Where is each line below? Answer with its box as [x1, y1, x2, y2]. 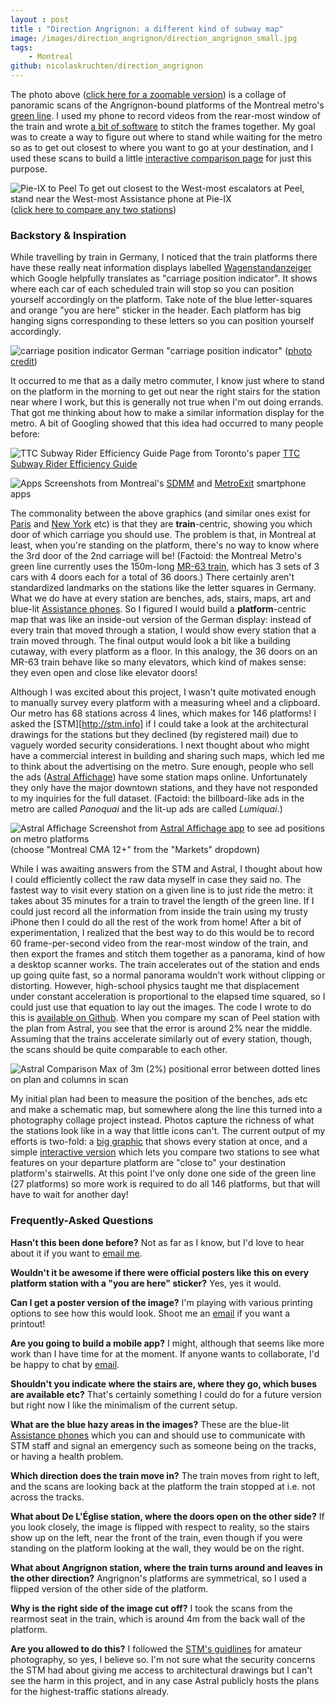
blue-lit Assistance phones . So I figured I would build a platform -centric [10, 603, 307, 615]
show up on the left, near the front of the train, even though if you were [10, 1531, 303, 1543]
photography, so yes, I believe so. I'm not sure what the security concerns [10, 1653, 316, 1665]
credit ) [10, 356, 38, 368]
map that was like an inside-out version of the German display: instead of [10, 614, 312, 626]
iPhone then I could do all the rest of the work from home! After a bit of [10, 916, 302, 928]
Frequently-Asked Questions [10, 1214, 154, 1228]
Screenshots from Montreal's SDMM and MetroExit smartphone [44, 477, 307, 490]
